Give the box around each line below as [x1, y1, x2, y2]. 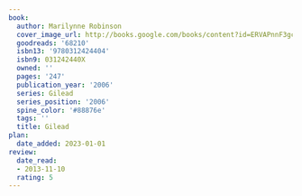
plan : [8, 131, 29, 140]
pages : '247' [16, 72, 66, 81]
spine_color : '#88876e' [16, 106, 105, 115]
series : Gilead [16, 89, 74, 98]
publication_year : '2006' [16, 80, 114, 89]
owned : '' [16, 64, 53, 73]
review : [8, 147, 38, 156]
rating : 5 [16, 173, 53, 182]
